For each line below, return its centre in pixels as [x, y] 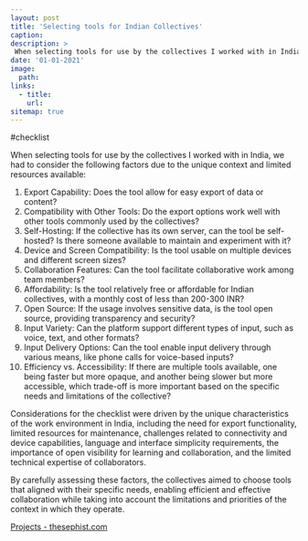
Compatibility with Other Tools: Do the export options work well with [152, 212]
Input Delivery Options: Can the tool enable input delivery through [147, 347]
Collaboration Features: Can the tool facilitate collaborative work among [159, 270]
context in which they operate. [68, 509]
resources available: [48, 175]
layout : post [35, 18]
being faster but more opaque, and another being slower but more [148, 377]
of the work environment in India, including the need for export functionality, [154, 424]
